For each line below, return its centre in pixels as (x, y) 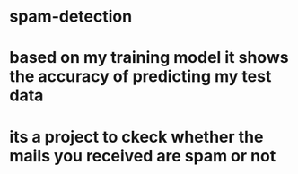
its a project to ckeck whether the (136, 137)
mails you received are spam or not (143, 156)
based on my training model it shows (149, 58)
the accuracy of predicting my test (140, 77)
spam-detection (71, 17)
